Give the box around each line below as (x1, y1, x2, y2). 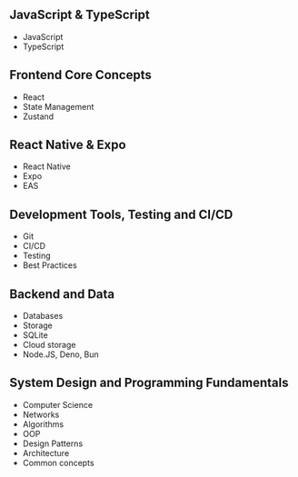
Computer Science (22, 399, 94, 410)
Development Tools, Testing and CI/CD (9, 206, 233, 222)
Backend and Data (9, 286, 115, 302)
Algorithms (22, 418, 65, 430)
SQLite (22, 330, 48, 341)
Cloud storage (22, 340, 76, 351)
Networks (22, 409, 60, 420)
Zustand (22, 111, 55, 122)
